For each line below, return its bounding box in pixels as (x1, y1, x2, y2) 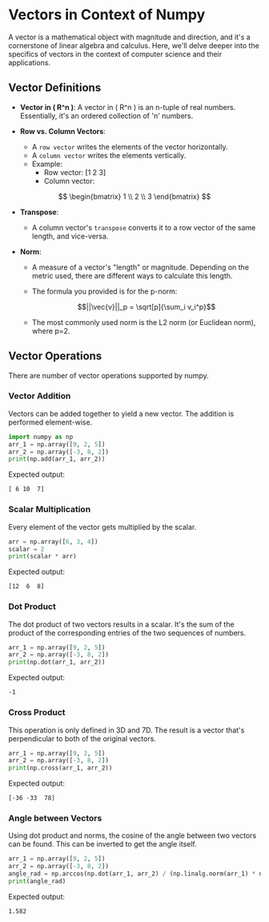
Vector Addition (8, 391, 71, 402)
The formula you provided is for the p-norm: (31, 286, 178, 296)
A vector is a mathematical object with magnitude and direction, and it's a (8, 32, 251, 42)
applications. (8, 58, 50, 67)
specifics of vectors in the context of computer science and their (8, 49, 223, 59)
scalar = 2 (8, 545, 45, 553)
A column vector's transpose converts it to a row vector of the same (31, 222, 256, 232)
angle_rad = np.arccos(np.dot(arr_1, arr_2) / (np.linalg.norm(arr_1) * (8, 870, 256, 878)
